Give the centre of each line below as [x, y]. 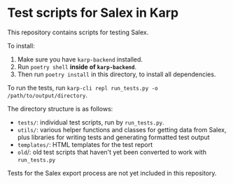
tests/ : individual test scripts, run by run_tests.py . [91, 122]
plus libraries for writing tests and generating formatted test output [113, 137]
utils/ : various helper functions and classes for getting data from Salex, [122, 129]
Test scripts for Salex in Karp [93, 13]
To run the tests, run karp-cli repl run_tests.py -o [83, 87]
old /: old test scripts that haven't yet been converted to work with [112, 152]
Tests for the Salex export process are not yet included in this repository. [112, 173]
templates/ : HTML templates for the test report [85, 144]
